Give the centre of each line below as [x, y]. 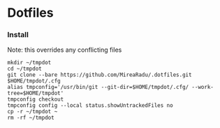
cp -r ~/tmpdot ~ [32, 112]
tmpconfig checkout [36, 99]
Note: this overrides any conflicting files [65, 50]
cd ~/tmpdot [24, 69]
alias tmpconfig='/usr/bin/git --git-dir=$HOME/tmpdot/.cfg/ [98, 87]
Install [18, 35]
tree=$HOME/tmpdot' [36, 93]
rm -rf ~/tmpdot [31, 118]
